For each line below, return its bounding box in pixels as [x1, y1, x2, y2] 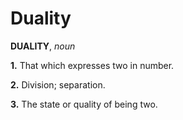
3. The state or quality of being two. [10, 98, 158, 110]
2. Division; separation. [10, 78, 106, 91]
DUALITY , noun [10, 40, 76, 52]
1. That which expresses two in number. [10, 59, 175, 71]
